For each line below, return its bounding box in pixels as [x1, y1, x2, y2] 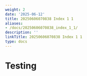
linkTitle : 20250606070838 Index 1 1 [5, 35, 83, 40]
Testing [5, 60, 37, 71]
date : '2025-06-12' [5, 12, 45, 17]
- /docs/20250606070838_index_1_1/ [5, 25, 78, 30]
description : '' [5, 30, 38, 35]
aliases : [5, 21, 23, 26]
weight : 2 [5, 7, 26, 12]
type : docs [5, 39, 28, 44]
